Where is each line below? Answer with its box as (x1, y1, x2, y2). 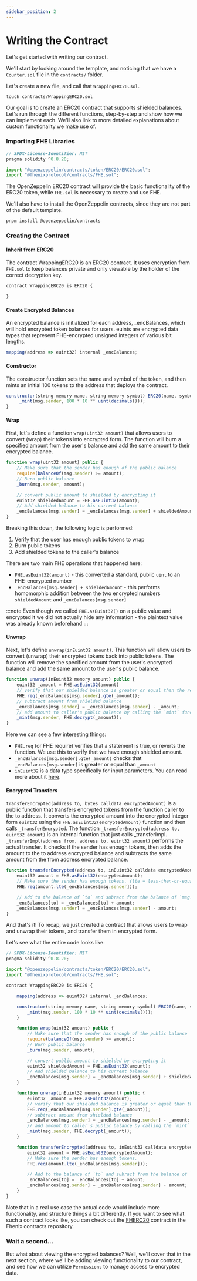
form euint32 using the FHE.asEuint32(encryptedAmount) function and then (6, 819, 186, 826)
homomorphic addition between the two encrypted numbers (14, 590, 161, 597)
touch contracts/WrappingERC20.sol (6, 93, 93, 100)
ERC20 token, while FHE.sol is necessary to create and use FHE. (6, 189, 162, 196)
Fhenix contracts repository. (6, 1222, 74, 1229)
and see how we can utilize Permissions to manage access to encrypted (6, 1263, 180, 1270)
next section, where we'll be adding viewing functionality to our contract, (6, 1257, 182, 1264)
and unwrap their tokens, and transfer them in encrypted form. (6, 927, 157, 934)
